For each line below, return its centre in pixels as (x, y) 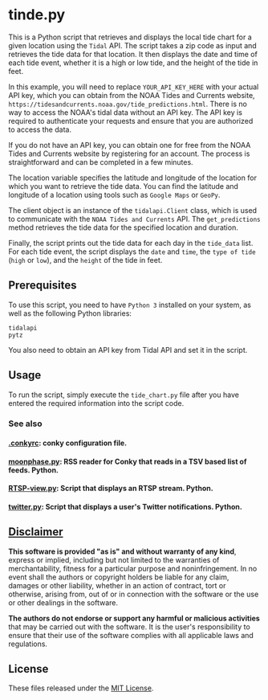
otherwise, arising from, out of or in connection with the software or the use (134, 594)
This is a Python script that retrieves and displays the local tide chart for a (130, 37)
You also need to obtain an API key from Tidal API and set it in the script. (128, 350)
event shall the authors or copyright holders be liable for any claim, (119, 577)
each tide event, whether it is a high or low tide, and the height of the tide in (133, 63)
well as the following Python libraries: (70, 313)
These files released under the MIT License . (81, 688)
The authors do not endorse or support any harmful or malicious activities (134, 618)
